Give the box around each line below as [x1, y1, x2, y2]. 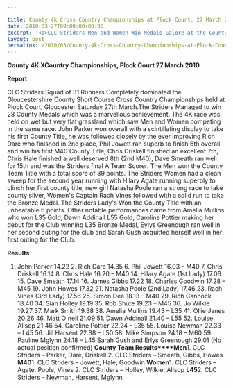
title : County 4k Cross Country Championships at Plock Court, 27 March [7, 16, 222, 23]
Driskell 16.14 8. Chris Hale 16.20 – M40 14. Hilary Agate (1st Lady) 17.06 [17, 270, 222, 278]
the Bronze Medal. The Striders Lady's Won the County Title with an [7, 199, 202, 207]
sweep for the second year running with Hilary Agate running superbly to [7, 176, 216, 185]
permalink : [7, 42, 39, 49]
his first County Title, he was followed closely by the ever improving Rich [7, 133, 215, 141]
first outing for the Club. [7, 235, 76, 244]
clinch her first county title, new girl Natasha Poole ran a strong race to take [7, 184, 223, 192]
